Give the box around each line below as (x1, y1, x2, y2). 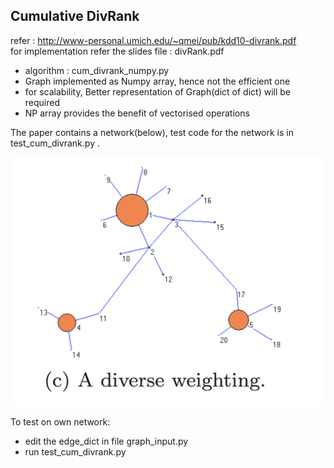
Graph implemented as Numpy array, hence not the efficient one (24, 75, 291, 87)
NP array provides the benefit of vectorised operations (24, 107, 250, 119)
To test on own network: (10, 415, 111, 428)
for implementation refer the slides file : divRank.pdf (10, 45, 225, 57)
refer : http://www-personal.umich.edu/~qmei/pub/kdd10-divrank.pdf (10, 34, 297, 46)
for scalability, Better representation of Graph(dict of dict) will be (24, 85, 291, 98)
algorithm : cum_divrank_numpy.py (24, 64, 170, 76)
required (24, 96, 61, 108)
